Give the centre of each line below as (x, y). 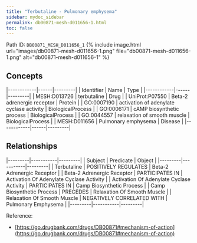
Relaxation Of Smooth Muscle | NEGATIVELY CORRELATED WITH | (87, 198)
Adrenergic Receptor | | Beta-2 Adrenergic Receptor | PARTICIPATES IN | (94, 173)
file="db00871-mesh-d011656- (153, 51)
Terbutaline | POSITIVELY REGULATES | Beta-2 (112, 166)
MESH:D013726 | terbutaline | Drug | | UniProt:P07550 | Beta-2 (111, 96)
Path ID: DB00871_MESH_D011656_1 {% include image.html (74, 45)
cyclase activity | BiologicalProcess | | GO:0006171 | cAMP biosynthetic (93, 109)
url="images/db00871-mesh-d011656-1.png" (60, 51)
